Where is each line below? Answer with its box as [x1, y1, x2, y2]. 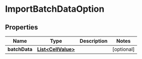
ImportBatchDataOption [5, 3, 104, 15]
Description [79, 38, 108, 44]
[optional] [112, 46, 135, 53]
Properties [5, 23, 38, 31]
